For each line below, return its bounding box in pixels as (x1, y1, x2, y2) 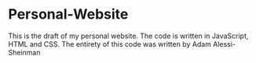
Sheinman (8, 47, 41, 57)
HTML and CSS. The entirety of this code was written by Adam (8, 39, 212, 48)
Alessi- (213, 39, 236, 48)
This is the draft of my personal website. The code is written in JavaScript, (8, 31, 249, 40)
